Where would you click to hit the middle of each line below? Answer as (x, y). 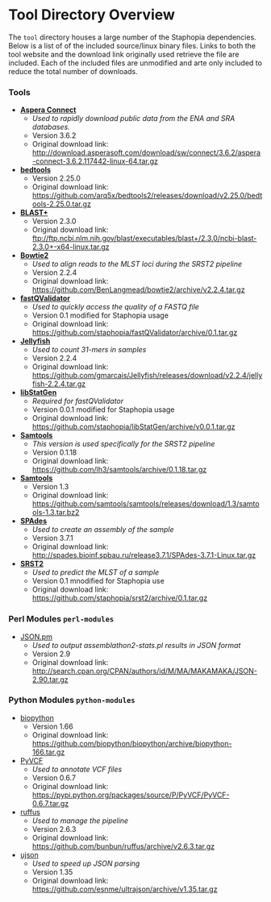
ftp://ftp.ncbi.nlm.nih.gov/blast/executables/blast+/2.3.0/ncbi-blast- (144, 239)
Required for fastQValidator (78, 401)
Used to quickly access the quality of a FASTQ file (116, 307)
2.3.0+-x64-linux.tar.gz (71, 247)
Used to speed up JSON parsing (86, 863)
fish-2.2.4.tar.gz (59, 384)
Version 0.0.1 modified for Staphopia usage (103, 409)
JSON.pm (36, 636)
